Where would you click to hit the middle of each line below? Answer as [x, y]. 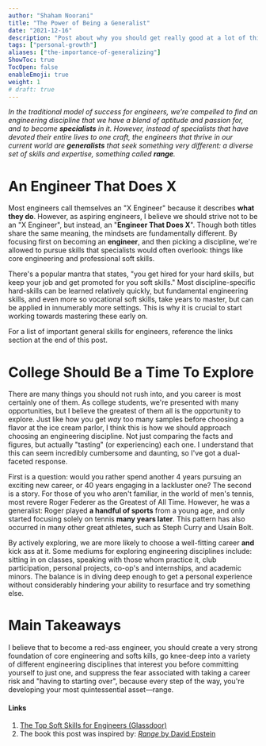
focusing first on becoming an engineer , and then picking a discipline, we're [133, 242]
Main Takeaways [65, 626]
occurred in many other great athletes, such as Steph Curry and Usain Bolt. [131, 528]
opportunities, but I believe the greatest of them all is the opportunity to [125, 411]
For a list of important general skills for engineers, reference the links [121, 332]
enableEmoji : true [38, 75]
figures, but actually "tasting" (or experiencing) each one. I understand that [131, 444]
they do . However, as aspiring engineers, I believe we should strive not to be [133, 217]
